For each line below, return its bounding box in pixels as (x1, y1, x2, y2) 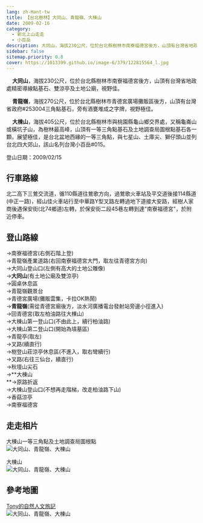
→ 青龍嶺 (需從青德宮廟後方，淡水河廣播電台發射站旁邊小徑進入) (6, 302, 164, 310)
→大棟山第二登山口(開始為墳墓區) (6, 325, 89, 333)
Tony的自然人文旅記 (6, 502, 56, 510)
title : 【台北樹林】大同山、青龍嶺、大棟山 (6, 15, 102, 21)
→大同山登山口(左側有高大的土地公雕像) (6, 265, 106, 272)
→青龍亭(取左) (6, 333, 42, 340)
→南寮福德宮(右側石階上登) (6, 250, 74, 257)
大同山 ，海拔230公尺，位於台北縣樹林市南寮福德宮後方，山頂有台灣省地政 (11, 77, 197, 84)
